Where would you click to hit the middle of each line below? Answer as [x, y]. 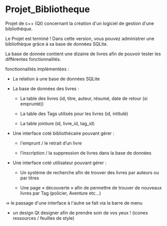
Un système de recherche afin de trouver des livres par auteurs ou [90, 172]
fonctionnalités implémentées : [37, 69]
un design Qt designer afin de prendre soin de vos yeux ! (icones [80, 213]
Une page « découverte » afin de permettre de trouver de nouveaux [91, 187]
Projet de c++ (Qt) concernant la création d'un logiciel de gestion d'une [80, 23]
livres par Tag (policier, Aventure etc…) [60, 193]
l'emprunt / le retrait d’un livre [51, 143]
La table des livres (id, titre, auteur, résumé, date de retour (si [84, 98]
